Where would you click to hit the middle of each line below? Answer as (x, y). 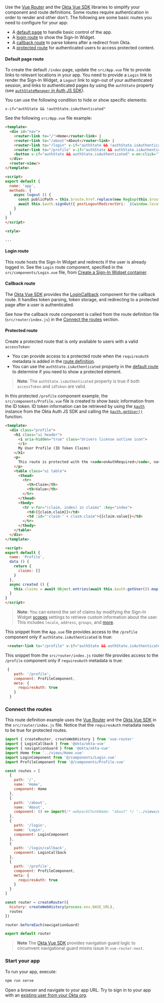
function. (14, 416)
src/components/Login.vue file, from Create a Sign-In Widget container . (76, 272)
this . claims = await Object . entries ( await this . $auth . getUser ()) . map (86, 589)
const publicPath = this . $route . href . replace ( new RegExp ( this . (84, 200)
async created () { (29, 584)
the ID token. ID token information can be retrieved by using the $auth (75, 406)
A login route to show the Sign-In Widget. (54, 37)
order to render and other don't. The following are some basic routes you (79, 17)
